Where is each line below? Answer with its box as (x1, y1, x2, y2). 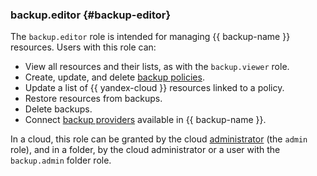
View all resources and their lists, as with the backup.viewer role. (24, 61, 290, 73)
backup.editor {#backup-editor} (10, 8, 172, 22)
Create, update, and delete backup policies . (24, 71, 205, 83)
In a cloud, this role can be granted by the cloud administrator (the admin (10, 133, 308, 145)
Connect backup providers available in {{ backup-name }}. (24, 114, 267, 126)
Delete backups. (24, 103, 93, 115)
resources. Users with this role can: (10, 41, 157, 53)
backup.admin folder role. (10, 154, 112, 167)
